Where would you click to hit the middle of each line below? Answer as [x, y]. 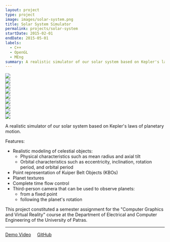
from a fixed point [38, 194]
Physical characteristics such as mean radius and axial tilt [80, 156]
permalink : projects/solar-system [42, 29]
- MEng [17, 57]
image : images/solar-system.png [39, 19]
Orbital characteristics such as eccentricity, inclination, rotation [86, 162]
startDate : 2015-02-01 [29, 33]
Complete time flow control [41, 183]
